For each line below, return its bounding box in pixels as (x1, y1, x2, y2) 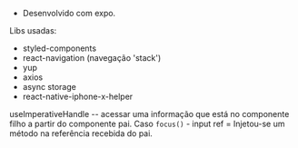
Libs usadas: (9, 25, 57, 35)
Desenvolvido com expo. (22, 8, 116, 18)
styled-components (22, 43, 97, 54)
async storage (22, 82, 77, 92)
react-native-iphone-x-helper (22, 91, 134, 102)
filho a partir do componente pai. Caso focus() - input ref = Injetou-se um (9, 118, 285, 129)
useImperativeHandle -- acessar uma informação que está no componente (9, 109, 290, 119)
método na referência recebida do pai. (9, 128, 153, 139)
